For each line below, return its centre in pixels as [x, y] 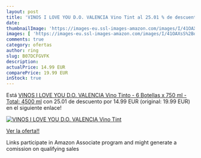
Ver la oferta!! [23, 131]
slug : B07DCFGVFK [28, 56]
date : [13, 23]
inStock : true [24, 78]
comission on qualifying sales [43, 149]
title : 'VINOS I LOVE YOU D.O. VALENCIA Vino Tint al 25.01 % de [89, 17]
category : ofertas [29, 45]
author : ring [22, 51]
